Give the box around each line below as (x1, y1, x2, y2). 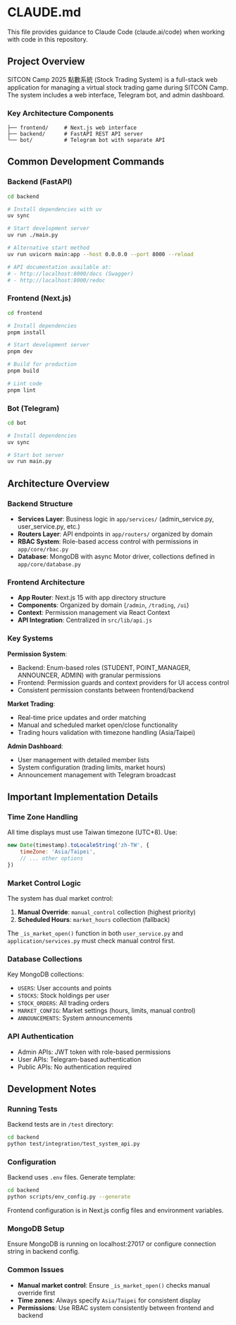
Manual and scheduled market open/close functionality (17, 721, 178, 729)
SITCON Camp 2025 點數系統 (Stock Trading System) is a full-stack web (7, 75, 218, 83)
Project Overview (7, 56, 85, 68)
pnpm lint (7, 386, 37, 394)
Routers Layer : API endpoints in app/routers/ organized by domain (17, 530, 213, 539)
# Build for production (7, 361, 77, 368)
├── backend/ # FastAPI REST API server (7, 131, 143, 138)
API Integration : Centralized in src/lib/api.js (17, 616, 153, 625)
